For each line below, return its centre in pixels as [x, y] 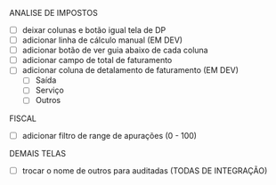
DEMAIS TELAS [38, 153]
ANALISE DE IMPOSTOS [53, 13]
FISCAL [23, 118]
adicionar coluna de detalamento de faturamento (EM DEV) [130, 70]
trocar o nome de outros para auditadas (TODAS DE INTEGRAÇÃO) [145, 170]
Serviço [49, 90]
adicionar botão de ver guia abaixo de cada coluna [115, 50]
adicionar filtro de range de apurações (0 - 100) [110, 135]
